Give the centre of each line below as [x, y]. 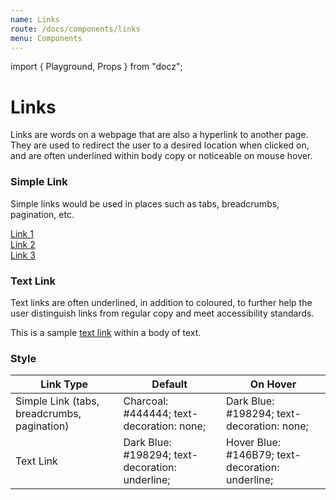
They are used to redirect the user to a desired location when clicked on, [160, 145]
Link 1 [22, 233]
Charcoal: [146, 401]
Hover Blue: [254, 443]
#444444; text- [161, 414]
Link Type [64, 384]
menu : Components [46, 38]
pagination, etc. [42, 214]
